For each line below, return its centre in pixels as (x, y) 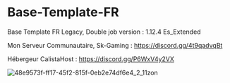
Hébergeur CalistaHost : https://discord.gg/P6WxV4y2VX (91, 59)
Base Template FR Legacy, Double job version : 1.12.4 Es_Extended (104, 32)
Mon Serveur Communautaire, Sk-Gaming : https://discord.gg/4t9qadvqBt (115, 45)
